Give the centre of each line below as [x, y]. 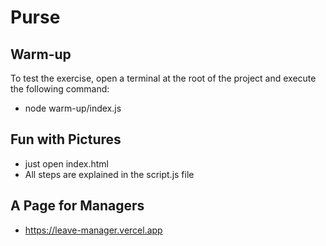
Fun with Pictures [66, 139]
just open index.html [66, 163]
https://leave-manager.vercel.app [93, 230]
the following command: [60, 89]
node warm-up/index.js [73, 108]
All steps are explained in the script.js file [109, 174]
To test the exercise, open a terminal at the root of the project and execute [163, 78]
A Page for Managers [77, 206]
